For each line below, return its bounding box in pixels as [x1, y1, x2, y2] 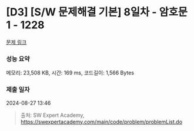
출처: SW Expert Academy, [20, 112, 85, 119]
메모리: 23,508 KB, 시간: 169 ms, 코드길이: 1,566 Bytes [6, 69, 134, 77]
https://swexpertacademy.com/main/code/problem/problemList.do [20, 118, 183, 125]
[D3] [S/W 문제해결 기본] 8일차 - [6, 5, 157, 19]
